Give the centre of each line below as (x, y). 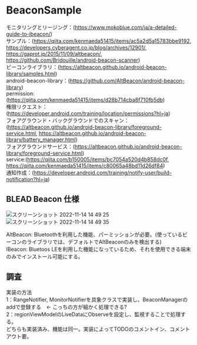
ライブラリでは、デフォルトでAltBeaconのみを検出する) (94, 241)
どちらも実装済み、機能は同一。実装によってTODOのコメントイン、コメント (98, 329)
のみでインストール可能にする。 (45, 256)
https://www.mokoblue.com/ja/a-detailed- (126, 27)
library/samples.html (31, 74)
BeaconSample (44, 10)
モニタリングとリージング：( (41, 27)
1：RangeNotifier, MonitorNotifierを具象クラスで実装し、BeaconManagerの (97, 299)
